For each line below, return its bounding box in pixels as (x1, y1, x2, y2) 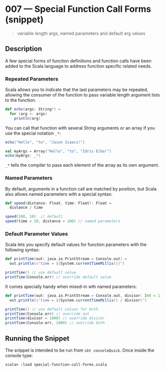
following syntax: (5, 247, 40, 253)
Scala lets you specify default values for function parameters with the (5, 241, 147, 248)
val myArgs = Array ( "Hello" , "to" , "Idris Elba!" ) (5, 148, 112, 154)
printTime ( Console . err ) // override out (5, 311, 90, 316)
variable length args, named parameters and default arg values (17, 30, 146, 36)
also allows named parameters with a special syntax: (5, 191, 113, 197)
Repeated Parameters (5, 75, 58, 82)
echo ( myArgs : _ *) (5, 153, 41, 158)
